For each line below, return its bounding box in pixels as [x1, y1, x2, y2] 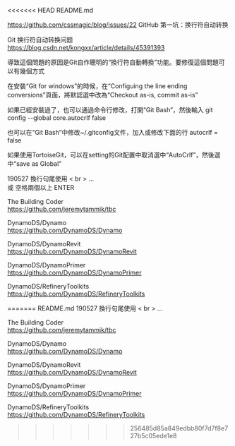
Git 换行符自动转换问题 [7, 35, 73, 44]
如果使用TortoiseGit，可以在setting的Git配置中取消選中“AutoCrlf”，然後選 [7, 151, 221, 159]
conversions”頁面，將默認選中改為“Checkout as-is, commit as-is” [7, 91, 198, 99]
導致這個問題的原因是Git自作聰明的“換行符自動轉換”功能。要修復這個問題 [7, 58, 219, 66]
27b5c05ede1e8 [130, 432, 177, 440]
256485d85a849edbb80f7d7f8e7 [130, 424, 229, 433]
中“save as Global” [7, 159, 62, 168]
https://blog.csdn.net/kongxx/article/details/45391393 [7, 44, 165, 52]
